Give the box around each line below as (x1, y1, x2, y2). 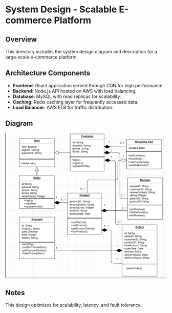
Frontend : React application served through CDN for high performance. (12, 82, 164, 88)
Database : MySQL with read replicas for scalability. (12, 93, 121, 100)
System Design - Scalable (5, 4, 117, 15)
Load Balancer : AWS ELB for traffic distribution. (12, 104, 114, 110)
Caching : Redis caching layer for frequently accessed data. (12, 99, 139, 105)
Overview (5, 35, 37, 44)
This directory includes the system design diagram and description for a (5, 49, 158, 54)
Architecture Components (5, 69, 91, 77)
